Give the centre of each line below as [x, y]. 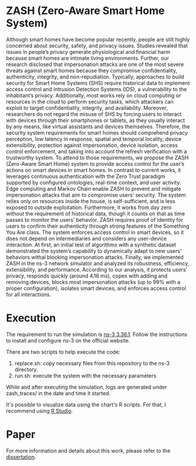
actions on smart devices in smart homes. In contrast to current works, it [94, 170]
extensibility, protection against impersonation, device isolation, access [92, 145]
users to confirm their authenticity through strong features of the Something [98, 226]
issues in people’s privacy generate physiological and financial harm [88, 52]
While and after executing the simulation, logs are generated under [87, 387]
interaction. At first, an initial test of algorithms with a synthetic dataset [91, 245]
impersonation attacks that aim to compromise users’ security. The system [96, 195]
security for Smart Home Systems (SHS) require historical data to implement [98, 83]
